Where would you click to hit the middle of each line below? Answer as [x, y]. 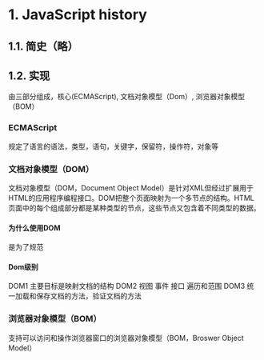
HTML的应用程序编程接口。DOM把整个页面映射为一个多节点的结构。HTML [131, 198]
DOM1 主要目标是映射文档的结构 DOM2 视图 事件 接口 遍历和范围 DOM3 [127, 286]
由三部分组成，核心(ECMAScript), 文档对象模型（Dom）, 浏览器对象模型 [127, 97]
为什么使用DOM [34, 228]
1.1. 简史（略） [43, 46]
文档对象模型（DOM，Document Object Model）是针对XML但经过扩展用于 [131, 188]
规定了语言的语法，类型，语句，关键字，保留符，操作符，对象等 [113, 146]
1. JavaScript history [78, 15]
